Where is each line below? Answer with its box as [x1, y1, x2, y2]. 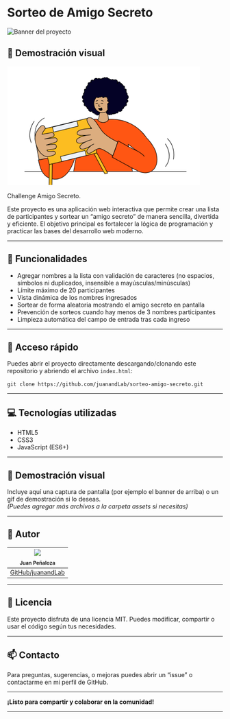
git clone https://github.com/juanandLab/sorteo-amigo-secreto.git [7, 381, 204, 388]
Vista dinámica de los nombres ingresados [16, 293, 138, 301]
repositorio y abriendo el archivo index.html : [7, 367, 133, 375]
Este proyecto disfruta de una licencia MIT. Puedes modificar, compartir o [7, 615, 215, 623]
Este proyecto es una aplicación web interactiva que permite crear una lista [7, 204, 220, 213]
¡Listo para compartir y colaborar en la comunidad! [7, 698, 155, 706]
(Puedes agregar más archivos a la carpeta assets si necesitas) [7, 502, 188, 510]
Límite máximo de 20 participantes [16, 286, 115, 294]
